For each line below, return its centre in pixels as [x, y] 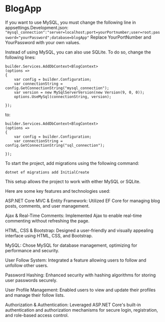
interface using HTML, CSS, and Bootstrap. [49, 235]
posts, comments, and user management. [47, 206]
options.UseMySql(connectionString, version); [63, 97]
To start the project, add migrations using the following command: [72, 163]
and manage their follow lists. [35, 295]
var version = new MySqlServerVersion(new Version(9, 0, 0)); [79, 92]
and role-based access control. [37, 315]
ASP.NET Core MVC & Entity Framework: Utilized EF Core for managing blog [83, 201]
